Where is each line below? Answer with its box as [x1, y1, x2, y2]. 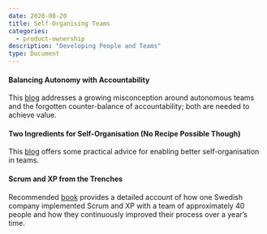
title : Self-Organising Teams [8, 19, 111, 28]
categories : [8, 27, 49, 35]
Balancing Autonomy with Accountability [8, 75, 150, 84]
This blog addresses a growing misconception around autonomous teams [8, 93, 255, 102]
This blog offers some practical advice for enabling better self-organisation [8, 147, 260, 157]
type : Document [8, 50, 60, 58]
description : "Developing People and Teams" [8, 42, 161, 50]
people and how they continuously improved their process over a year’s [8, 209, 248, 219]
